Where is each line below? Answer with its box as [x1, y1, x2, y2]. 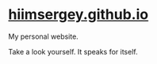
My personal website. [8, 32, 79, 41]
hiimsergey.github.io [8, 6, 149, 24]
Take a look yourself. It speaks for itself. [8, 47, 138, 56]
